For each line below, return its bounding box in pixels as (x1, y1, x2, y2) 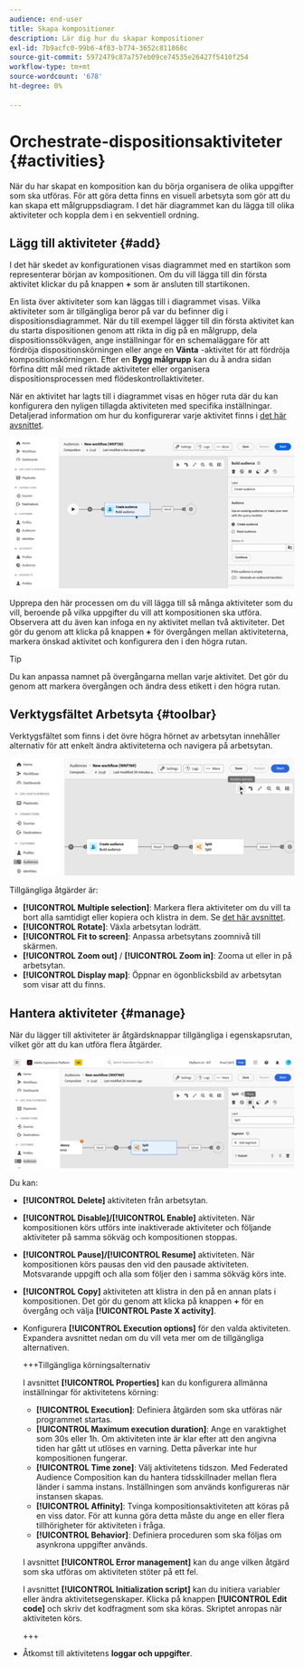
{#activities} (9, 150, 106, 171)
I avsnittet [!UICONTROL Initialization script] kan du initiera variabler (22, 1584, 280, 1595)
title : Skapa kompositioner (9, 24, 116, 34)
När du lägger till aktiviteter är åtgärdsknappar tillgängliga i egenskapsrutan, (9, 1029, 293, 1040)
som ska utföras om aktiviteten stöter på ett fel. (22, 1566, 199, 1576)
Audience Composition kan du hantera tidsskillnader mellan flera (35, 1471, 278, 1482)
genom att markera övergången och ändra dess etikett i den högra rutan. (9, 680, 280, 691)
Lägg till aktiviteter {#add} (9, 236, 161, 251)
